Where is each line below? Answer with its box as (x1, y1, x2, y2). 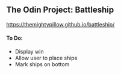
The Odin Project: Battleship (6, 5, 114, 15)
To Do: (6, 34, 23, 42)
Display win (14, 48, 44, 55)
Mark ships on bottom (14, 61, 70, 68)
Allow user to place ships (14, 54, 78, 62)
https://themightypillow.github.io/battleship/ (6, 20, 115, 28)
